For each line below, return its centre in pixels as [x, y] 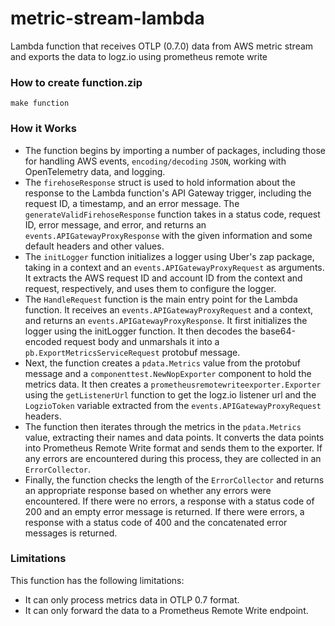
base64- [277, 331]
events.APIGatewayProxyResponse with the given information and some [168, 235]
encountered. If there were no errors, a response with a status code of [169, 501]
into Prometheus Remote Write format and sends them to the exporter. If [173, 448]
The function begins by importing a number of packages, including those [175, 150]
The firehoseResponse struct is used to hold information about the [160, 182]
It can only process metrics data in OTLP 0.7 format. [132, 599]
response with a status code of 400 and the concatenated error [156, 522]
